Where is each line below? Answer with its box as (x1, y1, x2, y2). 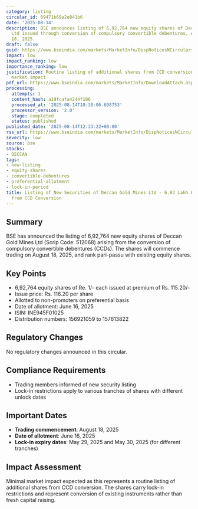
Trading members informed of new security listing (14, 381, 137, 388)
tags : (6, 157, 19, 163)
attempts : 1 (11, 91, 41, 97)
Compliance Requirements (6, 365, 106, 375)
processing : (6, 86, 35, 91)
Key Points (6, 268, 47, 278)
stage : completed (11, 113, 54, 119)
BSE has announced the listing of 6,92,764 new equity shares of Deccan (6, 232, 182, 239)
